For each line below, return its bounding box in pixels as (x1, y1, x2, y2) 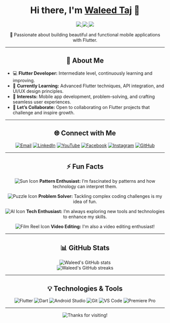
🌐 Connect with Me (54, 129, 116, 138)
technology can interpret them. (53, 184, 117, 190)
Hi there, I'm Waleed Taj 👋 (30, 5, 140, 16)
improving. (12, 77, 35, 83)
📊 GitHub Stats (60, 243, 110, 252)
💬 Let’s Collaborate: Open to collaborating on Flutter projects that (12, 104, 150, 110)
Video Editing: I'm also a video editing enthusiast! (51, 224, 155, 230)
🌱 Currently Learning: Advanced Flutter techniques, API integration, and (12, 83, 164, 89)
